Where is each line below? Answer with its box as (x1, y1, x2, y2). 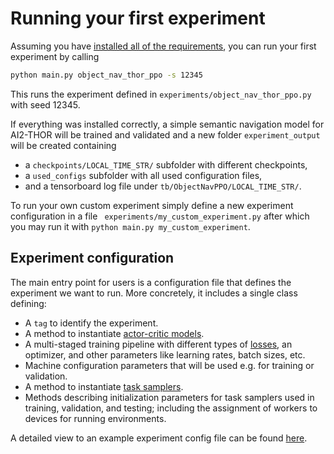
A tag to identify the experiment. (24, 317, 159, 329)
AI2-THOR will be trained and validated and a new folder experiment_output (10, 128, 321, 141)
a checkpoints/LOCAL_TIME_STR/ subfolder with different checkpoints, (24, 158, 308, 171)
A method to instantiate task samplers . (24, 380, 184, 392)
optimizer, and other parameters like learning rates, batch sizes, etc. (24, 348, 306, 361)
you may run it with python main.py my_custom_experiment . (10, 220, 251, 232)
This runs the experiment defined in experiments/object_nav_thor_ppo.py (10, 88, 312, 100)
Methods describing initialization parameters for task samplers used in (24, 391, 315, 403)
